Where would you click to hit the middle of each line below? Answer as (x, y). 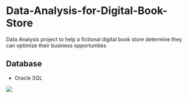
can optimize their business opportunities (56, 45)
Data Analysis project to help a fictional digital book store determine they (94, 39)
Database (24, 64)
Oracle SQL (28, 78)
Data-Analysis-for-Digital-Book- (87, 11)
